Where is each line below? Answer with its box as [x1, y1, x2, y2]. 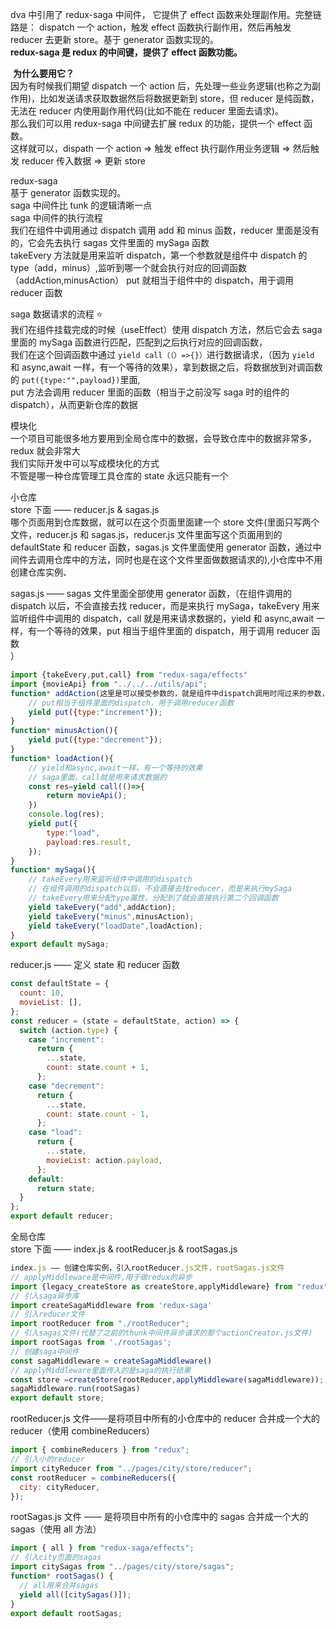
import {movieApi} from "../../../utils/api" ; [10, 679, 208, 689]
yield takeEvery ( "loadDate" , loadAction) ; [28, 921, 203, 931]
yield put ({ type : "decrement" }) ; [28, 735, 163, 745]
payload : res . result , [46, 837, 132, 847]
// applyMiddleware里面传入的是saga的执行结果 [10, 1365, 192, 1375]
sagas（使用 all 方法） [10, 1523, 102, 1535]
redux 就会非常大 [10, 445, 81, 457]
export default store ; [10, 1393, 105, 1403]
